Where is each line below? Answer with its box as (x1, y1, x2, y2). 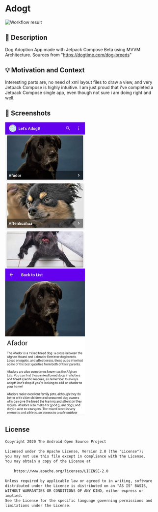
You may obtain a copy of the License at (5, 458, 91, 464)
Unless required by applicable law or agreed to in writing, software (5, 478, 153, 483)
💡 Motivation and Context (5, 66, 85, 74)
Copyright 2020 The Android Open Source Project (5, 439, 106, 444)
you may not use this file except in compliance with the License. (5, 453, 146, 459)
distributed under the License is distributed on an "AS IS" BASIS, (5, 483, 148, 488)
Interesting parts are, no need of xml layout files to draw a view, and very (5, 79, 153, 85)
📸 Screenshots (5, 109, 51, 117)
